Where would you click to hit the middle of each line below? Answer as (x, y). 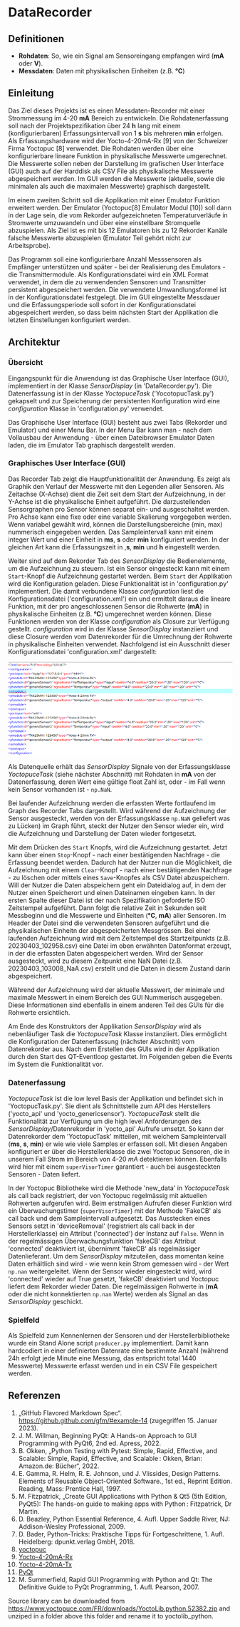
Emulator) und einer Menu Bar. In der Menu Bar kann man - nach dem (110, 430)
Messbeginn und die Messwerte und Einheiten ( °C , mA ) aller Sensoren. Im (117, 916)
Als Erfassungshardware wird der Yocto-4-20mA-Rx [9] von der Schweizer (118, 140)
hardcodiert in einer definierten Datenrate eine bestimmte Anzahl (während (118, 1350)
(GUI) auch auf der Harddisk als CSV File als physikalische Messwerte (111, 171)
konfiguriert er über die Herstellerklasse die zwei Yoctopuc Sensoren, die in (119, 1151)
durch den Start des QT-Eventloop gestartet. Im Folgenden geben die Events (120, 1057)
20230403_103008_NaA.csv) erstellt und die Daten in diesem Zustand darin (119, 969)
